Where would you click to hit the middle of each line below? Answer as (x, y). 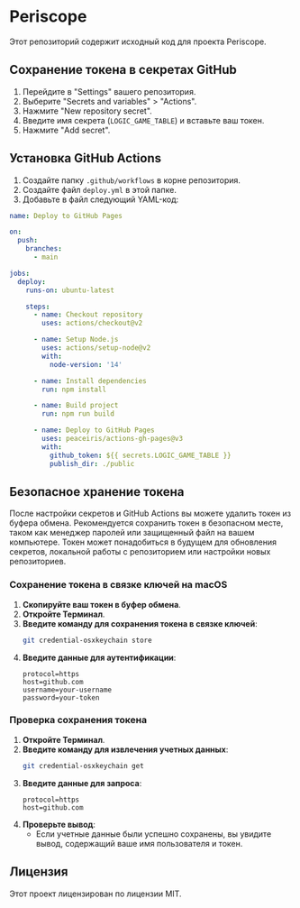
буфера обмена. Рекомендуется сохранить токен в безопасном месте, (146, 523)
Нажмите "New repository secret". (87, 111)
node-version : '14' (86, 364)
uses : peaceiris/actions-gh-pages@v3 (112, 439)
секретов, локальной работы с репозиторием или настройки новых (140, 552)
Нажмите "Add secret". (66, 130)
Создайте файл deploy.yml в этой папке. (100, 189)
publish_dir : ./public (92, 463)
